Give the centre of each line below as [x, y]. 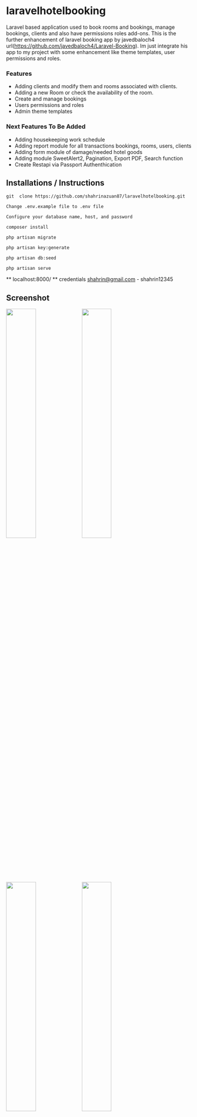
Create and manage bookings [51, 99]
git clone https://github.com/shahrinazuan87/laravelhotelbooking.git [96, 196]
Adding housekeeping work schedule [60, 139]
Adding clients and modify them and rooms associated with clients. [96, 86]
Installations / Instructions [55, 183]
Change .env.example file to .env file [55, 207]
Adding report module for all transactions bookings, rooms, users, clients [103, 146]
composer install [27, 228]
